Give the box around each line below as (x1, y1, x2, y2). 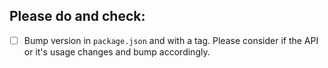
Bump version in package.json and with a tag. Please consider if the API (23, 34, 319, 46)
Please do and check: (9, 8, 146, 25)
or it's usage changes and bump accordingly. (23, 45, 211, 58)
